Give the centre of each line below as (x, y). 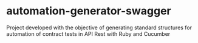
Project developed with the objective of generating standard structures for (99, 27)
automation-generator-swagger (89, 11)
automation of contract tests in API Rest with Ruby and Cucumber (88, 33)
